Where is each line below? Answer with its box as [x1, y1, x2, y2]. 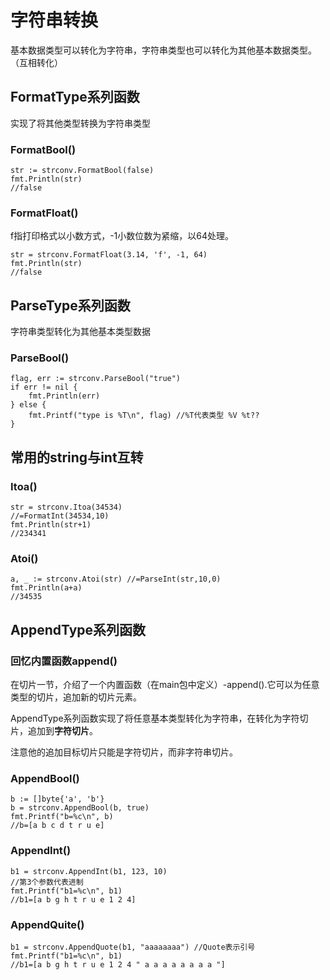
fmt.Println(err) [28, 391, 101, 401]
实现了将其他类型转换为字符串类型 [10, 117, 151, 129]
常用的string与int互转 [10, 449, 144, 466]
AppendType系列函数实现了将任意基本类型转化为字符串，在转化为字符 [10, 712, 300, 725]
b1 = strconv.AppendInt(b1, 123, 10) [10, 866, 168, 876]
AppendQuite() [10, 917, 85, 931]
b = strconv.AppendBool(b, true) [10, 803, 150, 813]
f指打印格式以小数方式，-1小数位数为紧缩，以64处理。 [10, 230, 235, 242]
